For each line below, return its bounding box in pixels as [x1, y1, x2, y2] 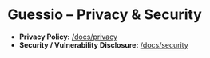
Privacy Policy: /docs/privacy [18, 32, 117, 41]
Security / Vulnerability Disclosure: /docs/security [18, 40, 188, 49]
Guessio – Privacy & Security [7, 6, 203, 24]
